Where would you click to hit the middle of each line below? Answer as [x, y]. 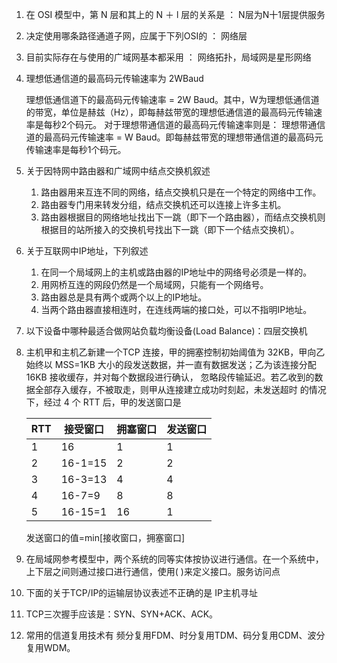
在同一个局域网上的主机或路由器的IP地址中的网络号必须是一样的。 [176, 272]
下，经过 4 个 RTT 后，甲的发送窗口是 [103, 402]
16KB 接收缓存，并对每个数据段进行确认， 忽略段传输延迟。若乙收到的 [170, 377]
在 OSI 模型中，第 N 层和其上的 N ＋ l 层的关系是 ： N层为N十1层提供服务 [175, 14]
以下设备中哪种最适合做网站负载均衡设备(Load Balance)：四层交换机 [166, 331]
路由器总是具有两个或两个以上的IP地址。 [124, 297]
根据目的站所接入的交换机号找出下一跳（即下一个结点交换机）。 [170, 229]
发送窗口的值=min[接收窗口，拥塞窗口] [105, 537]
